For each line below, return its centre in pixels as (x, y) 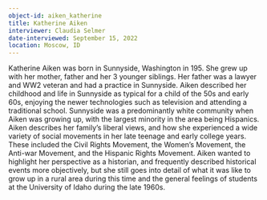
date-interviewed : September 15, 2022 (73, 38)
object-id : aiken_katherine (55, 16)
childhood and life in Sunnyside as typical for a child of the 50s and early (129, 94)
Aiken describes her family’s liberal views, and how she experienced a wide (133, 128)
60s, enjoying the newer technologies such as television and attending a (127, 102)
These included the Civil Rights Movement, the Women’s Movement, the (127, 145)
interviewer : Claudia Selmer (57, 30)
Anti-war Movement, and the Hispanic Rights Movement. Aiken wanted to (129, 154)
